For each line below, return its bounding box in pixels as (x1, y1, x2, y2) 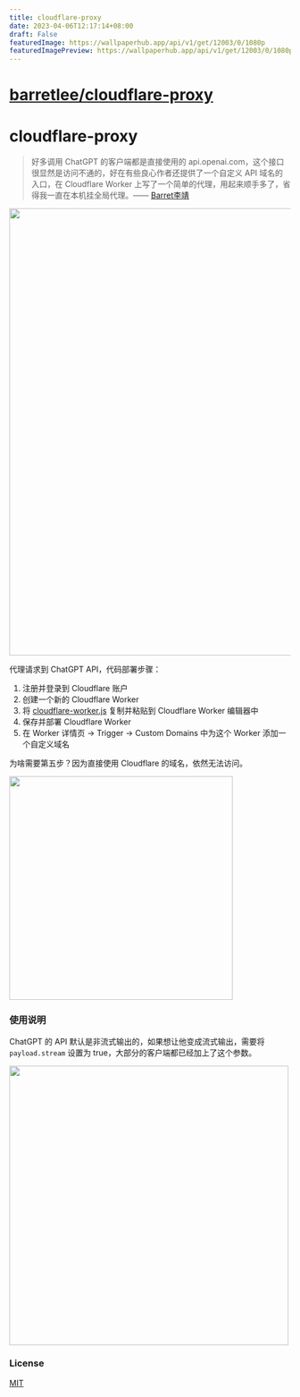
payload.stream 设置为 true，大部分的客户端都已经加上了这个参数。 (9, 1047, 257, 1058)
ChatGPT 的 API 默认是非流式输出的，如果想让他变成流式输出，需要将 (9, 1036, 265, 1046)
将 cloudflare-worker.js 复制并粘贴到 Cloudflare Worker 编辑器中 (21, 706, 259, 716)
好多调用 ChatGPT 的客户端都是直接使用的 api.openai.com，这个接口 (30, 157, 285, 167)
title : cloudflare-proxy (9, 13, 102, 22)
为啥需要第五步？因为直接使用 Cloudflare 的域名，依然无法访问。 (9, 758, 248, 769)
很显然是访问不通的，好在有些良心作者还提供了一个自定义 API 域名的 (30, 167, 284, 179)
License (9, 1357, 45, 1369)
